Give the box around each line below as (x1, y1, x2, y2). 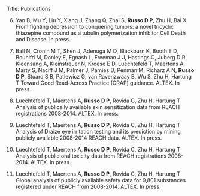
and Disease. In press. (15, 36, 71, 43)
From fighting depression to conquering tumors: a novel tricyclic (15, 23, 174, 30)
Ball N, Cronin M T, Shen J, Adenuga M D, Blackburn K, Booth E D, (15, 47, 178, 55)
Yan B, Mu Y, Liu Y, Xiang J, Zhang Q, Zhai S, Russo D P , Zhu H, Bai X (15, 17, 187, 23)
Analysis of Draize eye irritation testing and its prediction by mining (15, 128, 181, 135)
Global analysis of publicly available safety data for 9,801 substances (15, 177, 186, 183)
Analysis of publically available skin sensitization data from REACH (15, 104, 180, 110)
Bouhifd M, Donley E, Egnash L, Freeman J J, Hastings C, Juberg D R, (15, 54, 187, 61)
